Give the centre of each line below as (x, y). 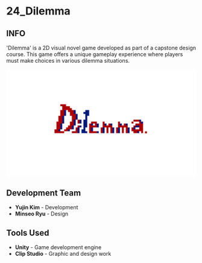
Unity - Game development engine (58, 247)
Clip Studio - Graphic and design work (63, 254)
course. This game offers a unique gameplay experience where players (95, 54)
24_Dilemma (38, 11)
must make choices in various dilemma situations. (68, 61)
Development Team (44, 193)
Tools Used (28, 233)
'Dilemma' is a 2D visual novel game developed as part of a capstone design (101, 48)
